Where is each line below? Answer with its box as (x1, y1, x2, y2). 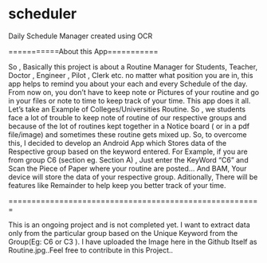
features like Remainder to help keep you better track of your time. (8, 180, 226, 190)
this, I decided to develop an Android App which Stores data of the (8, 138, 227, 147)
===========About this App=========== (8, 46, 159, 56)
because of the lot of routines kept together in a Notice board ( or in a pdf (8, 121, 249, 131)
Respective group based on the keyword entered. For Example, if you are (8, 147, 249, 156)
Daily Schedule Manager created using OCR (8, 31, 153, 41)
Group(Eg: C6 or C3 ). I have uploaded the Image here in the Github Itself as (8, 237, 257, 246)
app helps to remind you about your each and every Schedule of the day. (8, 79, 249, 88)
